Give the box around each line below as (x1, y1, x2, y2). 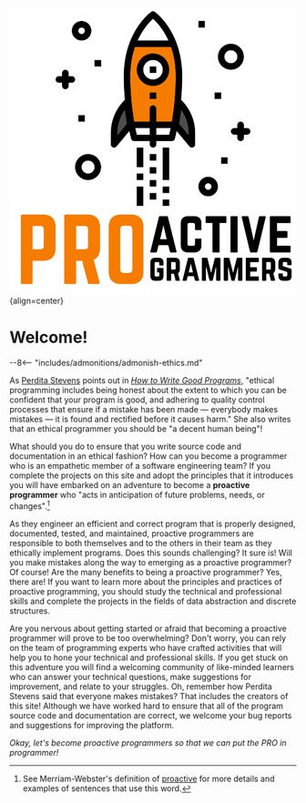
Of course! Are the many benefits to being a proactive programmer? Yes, (9, 566, 282, 577)
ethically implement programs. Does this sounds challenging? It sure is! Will (9, 547, 293, 558)
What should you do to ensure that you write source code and (9, 441, 242, 452)
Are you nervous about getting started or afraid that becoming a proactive (9, 623, 287, 634)
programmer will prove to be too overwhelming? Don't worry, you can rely (9, 632, 287, 644)
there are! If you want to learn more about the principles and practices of (9, 576, 282, 587)
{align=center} (9, 295, 65, 306)
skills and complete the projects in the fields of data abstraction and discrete (9, 595, 297, 606)
